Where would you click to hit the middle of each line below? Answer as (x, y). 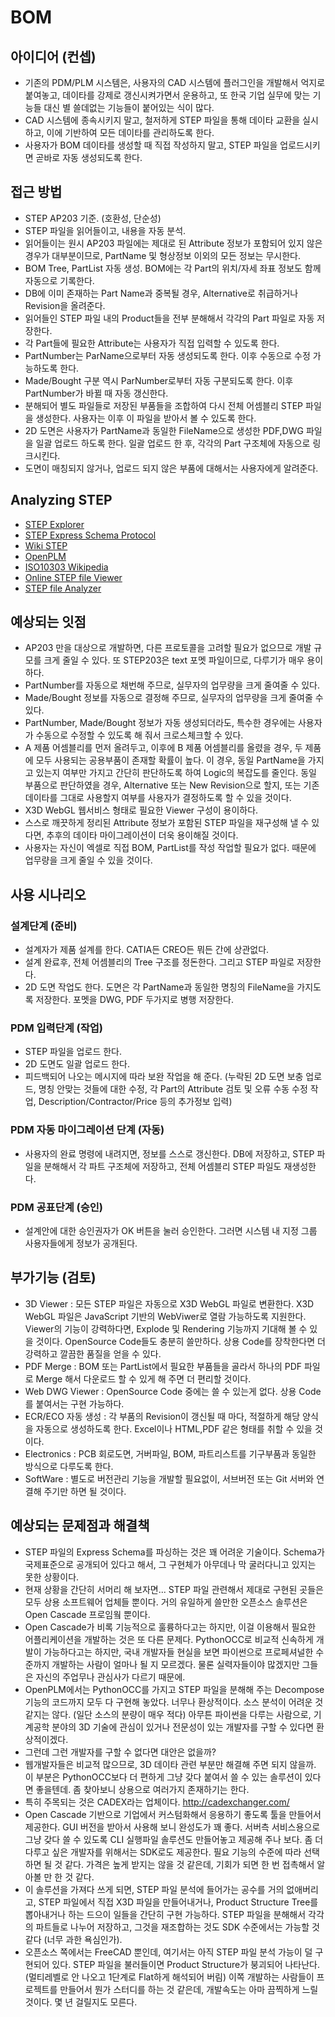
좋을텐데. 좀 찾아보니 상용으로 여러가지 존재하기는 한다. (142, 1789)
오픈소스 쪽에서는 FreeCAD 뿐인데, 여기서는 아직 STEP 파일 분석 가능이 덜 (168, 1952)
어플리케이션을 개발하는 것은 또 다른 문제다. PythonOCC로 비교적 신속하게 (169, 1639)
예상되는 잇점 (48, 622)
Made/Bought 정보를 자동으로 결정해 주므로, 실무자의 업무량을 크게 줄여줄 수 (174, 698)
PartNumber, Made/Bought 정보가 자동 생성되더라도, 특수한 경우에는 (160, 723)
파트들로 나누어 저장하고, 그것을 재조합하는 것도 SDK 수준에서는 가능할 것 (177, 1927)
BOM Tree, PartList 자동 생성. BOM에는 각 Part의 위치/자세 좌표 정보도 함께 (173, 268)
